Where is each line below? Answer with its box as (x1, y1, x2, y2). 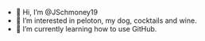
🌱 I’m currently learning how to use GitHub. (15, 24, 157, 33)
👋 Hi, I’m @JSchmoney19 (15, 8, 98, 17)
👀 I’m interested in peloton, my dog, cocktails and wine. (15, 16, 197, 25)
